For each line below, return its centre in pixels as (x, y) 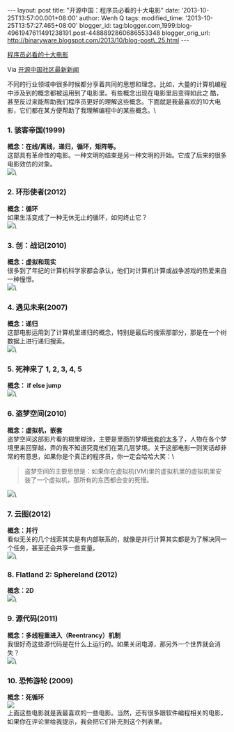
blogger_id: (95, 25)
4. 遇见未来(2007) (38, 307)
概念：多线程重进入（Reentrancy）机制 (64, 635)
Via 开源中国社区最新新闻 (43, 69)
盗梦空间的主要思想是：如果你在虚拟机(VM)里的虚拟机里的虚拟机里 (120, 471)
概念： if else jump (34, 386)
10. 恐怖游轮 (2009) (40, 680)
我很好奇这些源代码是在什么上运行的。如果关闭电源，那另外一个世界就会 (111, 644)
